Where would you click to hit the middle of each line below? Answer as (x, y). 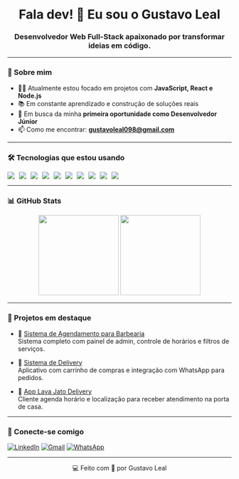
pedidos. (31, 377)
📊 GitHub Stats (34, 201)
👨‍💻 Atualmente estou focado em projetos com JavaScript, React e (115, 88)
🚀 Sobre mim (30, 73)
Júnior (27, 121)
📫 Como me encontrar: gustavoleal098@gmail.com (96, 129)
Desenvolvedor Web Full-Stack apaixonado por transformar (119, 37)
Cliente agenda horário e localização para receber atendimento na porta (123, 399)
